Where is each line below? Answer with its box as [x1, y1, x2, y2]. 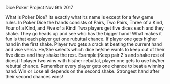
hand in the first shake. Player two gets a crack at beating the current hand [5, 41, 162, 47]
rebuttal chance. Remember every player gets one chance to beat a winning [5, 63, 164, 69]
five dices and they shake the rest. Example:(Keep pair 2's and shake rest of [5, 52, 165, 58]
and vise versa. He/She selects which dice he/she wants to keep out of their [5, 47, 165, 52]
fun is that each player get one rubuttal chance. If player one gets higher [5, 36, 157, 42]
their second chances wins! [5, 74, 63, 79]
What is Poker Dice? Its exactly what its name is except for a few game [5, 14, 154, 20]
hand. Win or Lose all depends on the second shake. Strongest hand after [5, 68, 160, 74]
